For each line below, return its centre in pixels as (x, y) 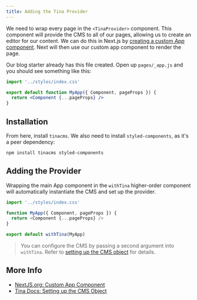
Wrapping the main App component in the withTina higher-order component (98, 185)
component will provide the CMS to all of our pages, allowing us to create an (98, 34)
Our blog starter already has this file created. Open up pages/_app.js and (95, 65)
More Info (24, 270)
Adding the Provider (44, 171)
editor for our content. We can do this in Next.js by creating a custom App (96, 41)
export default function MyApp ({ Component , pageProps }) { (81, 92)
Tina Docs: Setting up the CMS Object (61, 291)
